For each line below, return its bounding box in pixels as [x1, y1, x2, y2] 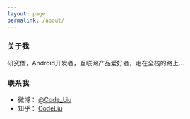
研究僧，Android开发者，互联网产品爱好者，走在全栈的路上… [7, 58, 184, 67]
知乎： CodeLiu [17, 104, 63, 113]
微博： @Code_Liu [17, 96, 72, 104]
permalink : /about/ [7, 17, 65, 24]
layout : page [7, 10, 46, 18]
